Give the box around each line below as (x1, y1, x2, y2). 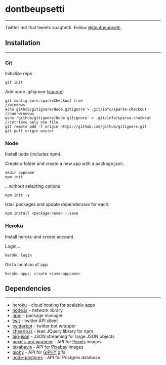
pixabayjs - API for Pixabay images (12, 344, 83, 350)
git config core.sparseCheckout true (5, 98, 83, 103)
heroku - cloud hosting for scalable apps (12, 302, 95, 308)
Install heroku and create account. (5, 234, 75, 240)
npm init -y (5, 193, 30, 198)
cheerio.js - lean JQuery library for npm (12, 328, 93, 334)
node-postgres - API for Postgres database (12, 355, 100, 361)
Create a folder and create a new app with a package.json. (5, 161, 124, 166)
